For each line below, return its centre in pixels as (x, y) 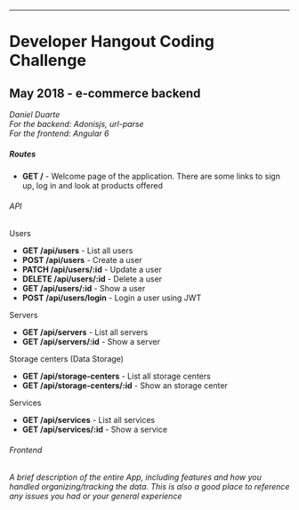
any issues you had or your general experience (96, 496)
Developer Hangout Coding (112, 42)
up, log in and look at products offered (92, 185)
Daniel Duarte (35, 115)
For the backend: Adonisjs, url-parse (77, 124)
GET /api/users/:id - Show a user (84, 289)
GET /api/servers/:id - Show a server (91, 342)
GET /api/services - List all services (89, 420)
